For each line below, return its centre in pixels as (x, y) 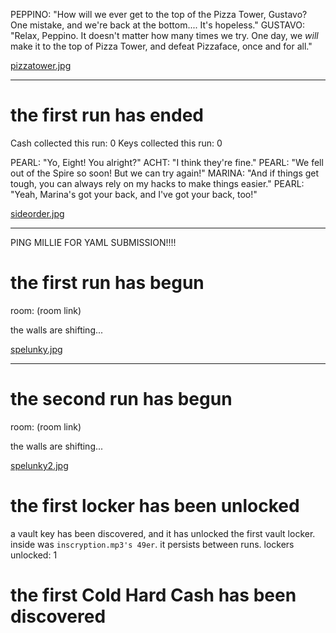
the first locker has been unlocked (155, 506)
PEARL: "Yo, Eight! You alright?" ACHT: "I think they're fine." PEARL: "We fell (167, 162)
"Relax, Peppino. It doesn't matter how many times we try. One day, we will (164, 35)
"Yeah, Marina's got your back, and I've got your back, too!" (134, 194)
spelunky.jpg (36, 349)
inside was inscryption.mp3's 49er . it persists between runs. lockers (152, 544)
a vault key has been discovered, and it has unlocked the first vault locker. (163, 533)
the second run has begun (121, 399)
